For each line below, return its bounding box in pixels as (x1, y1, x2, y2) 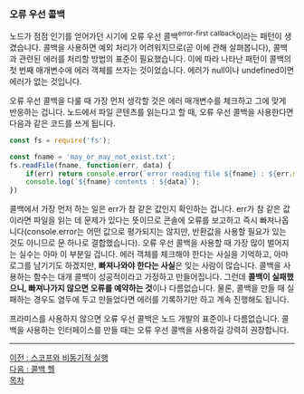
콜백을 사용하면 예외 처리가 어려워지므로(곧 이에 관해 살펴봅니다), (43, 42, 271, 53)
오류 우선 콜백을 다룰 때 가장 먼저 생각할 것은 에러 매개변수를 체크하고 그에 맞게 (9, 95, 287, 106)
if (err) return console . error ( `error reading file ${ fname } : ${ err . (25, 169, 294, 178)
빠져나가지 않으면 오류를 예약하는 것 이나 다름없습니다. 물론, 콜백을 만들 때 (28, 283, 285, 293)
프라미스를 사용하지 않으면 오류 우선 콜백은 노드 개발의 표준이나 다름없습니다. (9, 313, 280, 324)
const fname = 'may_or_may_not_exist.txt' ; (9, 152, 176, 161)
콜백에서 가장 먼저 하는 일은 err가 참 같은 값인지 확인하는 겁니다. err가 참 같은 (9, 204, 281, 215)
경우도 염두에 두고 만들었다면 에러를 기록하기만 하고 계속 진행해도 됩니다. (33, 294, 290, 305)
